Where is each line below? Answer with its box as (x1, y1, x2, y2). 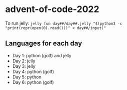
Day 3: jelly (12, 63, 36, 69)
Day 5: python (12, 74, 41, 80)
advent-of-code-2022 (5, 4, 99, 15)
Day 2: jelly (12, 58, 36, 64)
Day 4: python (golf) (12, 68, 54, 74)
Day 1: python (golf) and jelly (12, 52, 71, 58)
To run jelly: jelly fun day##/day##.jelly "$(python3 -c (5, 20, 122, 26)
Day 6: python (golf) (12, 79, 54, 85)
